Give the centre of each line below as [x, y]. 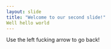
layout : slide [24, 12]
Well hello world [28, 23]
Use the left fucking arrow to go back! [53, 40]
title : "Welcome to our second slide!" [56, 17]
